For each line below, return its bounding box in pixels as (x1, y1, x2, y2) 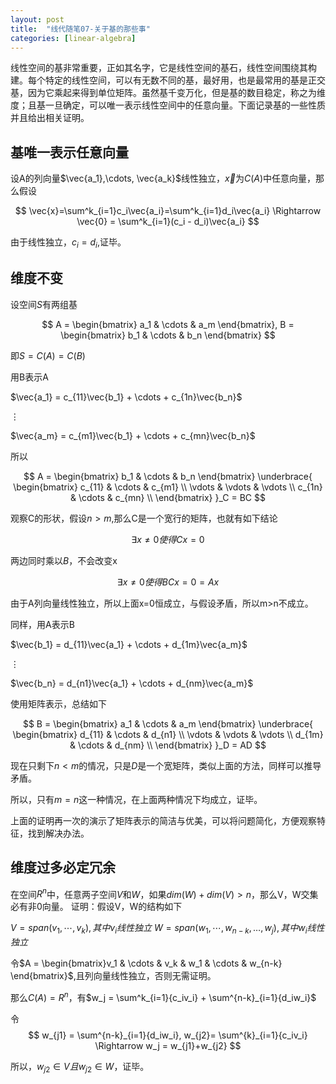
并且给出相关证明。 (10, 112, 90, 124)
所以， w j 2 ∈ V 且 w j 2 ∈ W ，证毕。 (10, 1060, 150, 1075)
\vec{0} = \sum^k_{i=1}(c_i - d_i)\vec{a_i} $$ (76, 216, 260, 228)
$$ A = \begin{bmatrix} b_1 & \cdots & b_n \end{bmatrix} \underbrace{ (23, 470, 313, 482)
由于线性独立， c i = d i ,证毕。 (10, 236, 127, 250)
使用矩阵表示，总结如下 (10, 697, 107, 710)
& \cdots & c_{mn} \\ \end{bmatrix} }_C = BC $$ (70, 491, 266, 503)
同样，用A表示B (10, 618, 75, 630)
